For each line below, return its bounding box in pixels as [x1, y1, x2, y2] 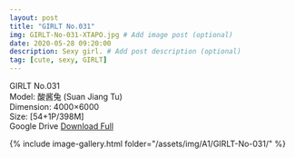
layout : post [9, 13, 59, 23]
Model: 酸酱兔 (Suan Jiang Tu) [9, 92, 123, 102]
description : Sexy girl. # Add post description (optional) [9, 47, 242, 56]
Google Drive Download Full [9, 121, 114, 132]
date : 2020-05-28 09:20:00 [9, 38, 112, 48]
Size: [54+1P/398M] [9, 111, 84, 122]
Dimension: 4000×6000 [9, 102, 100, 112]
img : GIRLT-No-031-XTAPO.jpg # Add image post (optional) [9, 30, 233, 39]
